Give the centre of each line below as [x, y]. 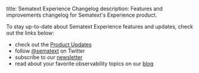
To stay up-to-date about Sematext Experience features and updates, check [100, 27]
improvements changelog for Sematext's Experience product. [82, 15]
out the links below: [30, 33]
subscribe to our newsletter [49, 57]
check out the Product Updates [53, 45]
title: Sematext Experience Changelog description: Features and [84, 9]
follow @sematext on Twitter [50, 51]
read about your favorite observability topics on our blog [84, 63]
